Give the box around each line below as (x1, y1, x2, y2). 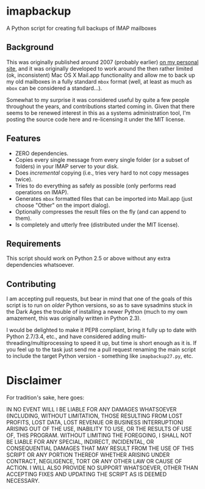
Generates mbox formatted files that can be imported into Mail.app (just (15, 195, 193, 202)
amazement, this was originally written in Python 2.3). (6, 314, 142, 322)
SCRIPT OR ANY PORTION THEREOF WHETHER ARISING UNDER (6, 451, 170, 458)
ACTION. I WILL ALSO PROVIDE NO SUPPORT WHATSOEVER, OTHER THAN (6, 464, 198, 471)
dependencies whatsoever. (6, 261, 74, 269)
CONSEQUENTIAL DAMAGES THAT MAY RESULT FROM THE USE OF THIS (6, 444, 194, 452)
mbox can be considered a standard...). (6, 84, 103, 92)
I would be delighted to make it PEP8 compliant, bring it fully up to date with (6, 327, 196, 334)
